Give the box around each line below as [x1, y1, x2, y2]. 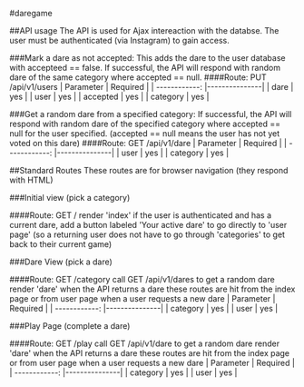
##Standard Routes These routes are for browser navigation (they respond [9, 165, 289, 175]
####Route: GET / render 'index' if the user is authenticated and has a [9, 210, 272, 221]
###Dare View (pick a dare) [9, 256, 113, 267]
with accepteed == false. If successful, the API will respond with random [9, 63, 281, 73]
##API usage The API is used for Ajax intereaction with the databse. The [9, 25, 279, 35]
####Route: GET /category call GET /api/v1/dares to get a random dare [9, 274, 275, 284]
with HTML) [9, 174, 54, 185]
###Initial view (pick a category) [9, 193, 131, 203]
